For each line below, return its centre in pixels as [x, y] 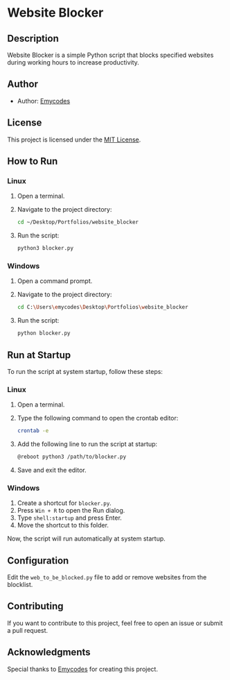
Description [33, 39]
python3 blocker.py [45, 248]
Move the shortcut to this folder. [63, 525]
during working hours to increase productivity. [73, 62]
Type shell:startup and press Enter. [70, 518]
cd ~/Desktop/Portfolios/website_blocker [78, 222]
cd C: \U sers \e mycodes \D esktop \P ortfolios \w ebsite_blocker [103, 307]
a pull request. [28, 630]
